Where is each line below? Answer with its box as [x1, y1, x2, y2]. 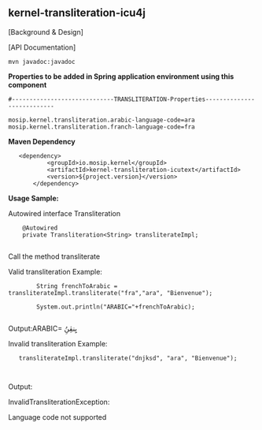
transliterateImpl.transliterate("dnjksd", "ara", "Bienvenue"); [18, 354, 238, 362]
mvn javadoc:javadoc [8, 58, 76, 65]
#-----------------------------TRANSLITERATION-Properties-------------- [8, 95, 256, 103]
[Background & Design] [8, 27, 84, 36]
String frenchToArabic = [36, 282, 118, 290]
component [8, 80, 47, 89]
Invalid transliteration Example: [8, 338, 108, 348]
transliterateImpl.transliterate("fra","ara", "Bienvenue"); [8, 289, 213, 297]
